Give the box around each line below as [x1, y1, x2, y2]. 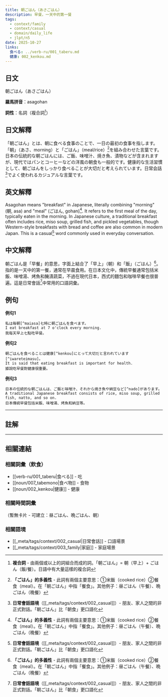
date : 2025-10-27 [5, 40, 41, 45]
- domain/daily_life [9, 31, 52, 36]
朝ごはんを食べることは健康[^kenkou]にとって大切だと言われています [5, 351, 129, 357]
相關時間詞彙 [5, 500, 36, 507]
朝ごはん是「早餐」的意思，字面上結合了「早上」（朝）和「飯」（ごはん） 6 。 [5, 260, 161, 267]
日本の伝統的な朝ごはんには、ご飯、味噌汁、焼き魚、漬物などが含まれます [5, 153, 158, 159]
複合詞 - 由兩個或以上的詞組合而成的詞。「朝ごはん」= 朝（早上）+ [12, 560, 149, 566]
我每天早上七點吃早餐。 [5, 331, 46, 336]
